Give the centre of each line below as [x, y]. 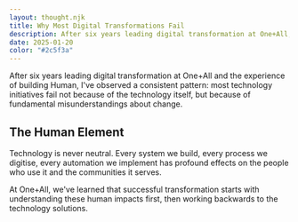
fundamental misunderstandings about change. [96, 104]
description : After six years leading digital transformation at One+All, [151, 34]
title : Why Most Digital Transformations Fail [97, 26]
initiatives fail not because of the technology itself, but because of [130, 95]
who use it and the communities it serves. [85, 172]
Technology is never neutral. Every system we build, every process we [139, 153]
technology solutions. [49, 208]
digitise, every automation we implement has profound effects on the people [149, 163]
